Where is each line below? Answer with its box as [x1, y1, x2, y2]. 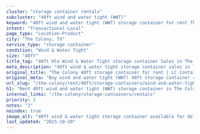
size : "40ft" [6, 53, 39, 59]
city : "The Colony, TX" [6, 36, 65, 42]
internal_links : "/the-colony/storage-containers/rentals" [6, 91, 156, 97]
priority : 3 [6, 97, 36, 103]
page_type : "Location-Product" [6, 31, 84, 37]
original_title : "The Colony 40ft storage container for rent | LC [6, 69, 177, 75]
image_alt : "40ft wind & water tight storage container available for [6, 113, 185, 119]
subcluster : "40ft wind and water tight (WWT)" [6, 14, 127, 20]
